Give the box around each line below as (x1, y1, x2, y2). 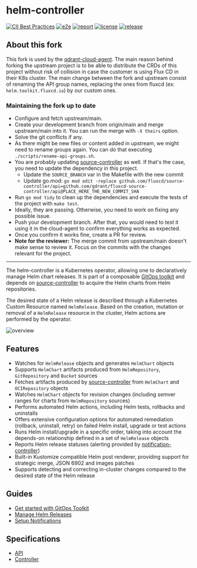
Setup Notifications (14, 517, 62, 524)
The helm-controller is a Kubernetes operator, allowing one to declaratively (6, 267, 187, 274)
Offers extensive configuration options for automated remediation (14, 415, 174, 423)
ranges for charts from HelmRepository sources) (14, 397, 130, 404)
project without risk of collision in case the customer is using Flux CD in (6, 68, 179, 75)
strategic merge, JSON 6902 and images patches (14, 459, 135, 466)
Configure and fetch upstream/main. (14, 115, 103, 122)
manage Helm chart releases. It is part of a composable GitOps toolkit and (6, 273, 185, 280)
